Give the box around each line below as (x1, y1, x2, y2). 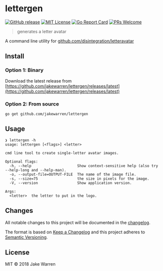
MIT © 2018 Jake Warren (5, 261, 56, 267)
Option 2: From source (5, 101, 60, 107)
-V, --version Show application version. (9, 180, 132, 186)
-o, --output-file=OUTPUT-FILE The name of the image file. (9, 172, 137, 177)
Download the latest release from (5, 78, 72, 83)
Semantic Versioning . (5, 234, 48, 240)
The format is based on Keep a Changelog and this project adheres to (5, 229, 145, 235)
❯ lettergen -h (5, 138, 36, 143)
